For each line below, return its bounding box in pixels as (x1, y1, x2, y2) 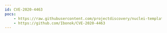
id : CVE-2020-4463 (4, 7, 43, 12)
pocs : (4, 12, 16, 16)
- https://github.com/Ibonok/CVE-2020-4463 (13, 20, 106, 26)
